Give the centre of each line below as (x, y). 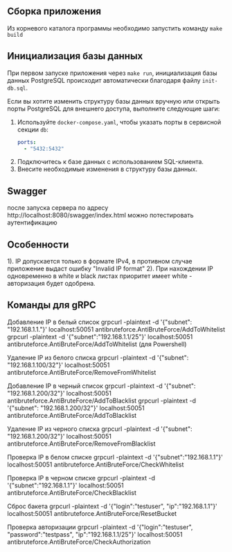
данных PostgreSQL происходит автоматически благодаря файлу (104, 80)
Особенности (38, 244)
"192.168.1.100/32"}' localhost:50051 (59, 365)
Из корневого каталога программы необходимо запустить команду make (115, 28)
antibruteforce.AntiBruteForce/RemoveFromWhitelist (82, 372)
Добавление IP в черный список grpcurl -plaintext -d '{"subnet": (101, 386)
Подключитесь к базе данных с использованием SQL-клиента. (110, 162)
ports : (27, 142)
